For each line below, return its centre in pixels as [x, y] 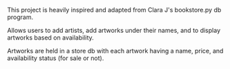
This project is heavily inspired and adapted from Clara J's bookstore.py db [114, 10]
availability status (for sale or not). [56, 58]
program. [20, 17]
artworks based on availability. [51, 38]
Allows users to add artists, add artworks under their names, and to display [114, 30]
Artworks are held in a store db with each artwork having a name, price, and [115, 51]
